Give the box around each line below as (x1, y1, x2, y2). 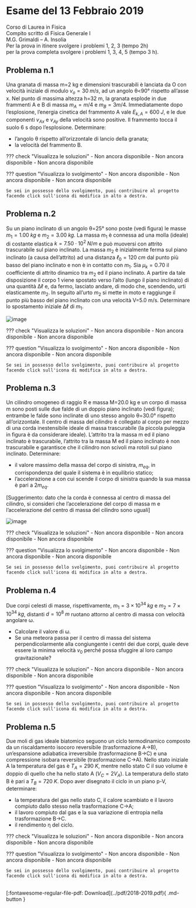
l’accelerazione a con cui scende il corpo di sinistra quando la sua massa (14, 475, 191, 482)
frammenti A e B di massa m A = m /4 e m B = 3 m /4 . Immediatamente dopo (6, 101, 183, 110)
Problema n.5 (6, 722, 56, 732)
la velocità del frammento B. (14, 141, 82, 148)
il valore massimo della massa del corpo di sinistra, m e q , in (14, 461, 156, 470)
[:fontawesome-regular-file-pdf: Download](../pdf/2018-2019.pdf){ (6, 889, 167, 897)
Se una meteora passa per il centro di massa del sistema (14, 634, 151, 641)
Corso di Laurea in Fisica (6, 23, 66, 30)
